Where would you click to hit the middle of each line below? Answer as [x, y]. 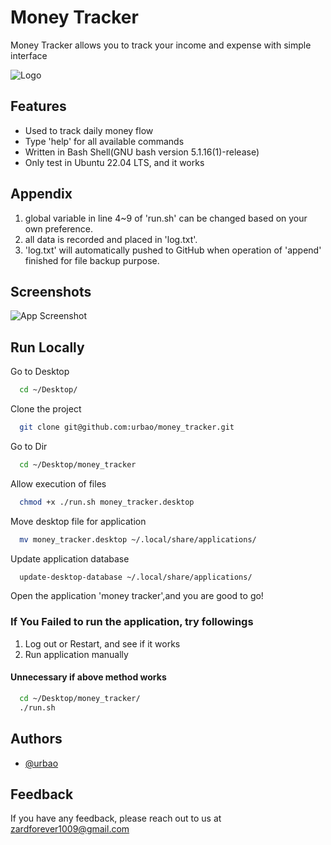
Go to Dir [29, 446]
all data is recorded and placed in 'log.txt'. [111, 239]
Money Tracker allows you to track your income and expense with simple [161, 45]
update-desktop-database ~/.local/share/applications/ [136, 577]
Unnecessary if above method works [88, 677]
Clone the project [46, 409]
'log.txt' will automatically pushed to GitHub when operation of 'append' [173, 250]
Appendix [41, 194]
